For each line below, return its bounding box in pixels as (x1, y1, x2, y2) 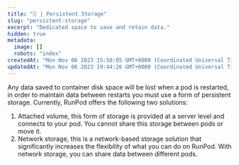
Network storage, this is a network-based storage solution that (17, 134, 201, 143)
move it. (17, 127, 41, 135)
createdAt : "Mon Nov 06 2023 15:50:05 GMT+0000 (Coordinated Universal (7, 57, 224, 64)
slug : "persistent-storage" (7, 17, 91, 24)
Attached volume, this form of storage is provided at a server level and (17, 112, 225, 120)
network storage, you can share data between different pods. (17, 149, 198, 158)
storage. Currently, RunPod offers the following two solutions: (7, 97, 188, 107)
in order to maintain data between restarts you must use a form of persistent (7, 90, 231, 99)
